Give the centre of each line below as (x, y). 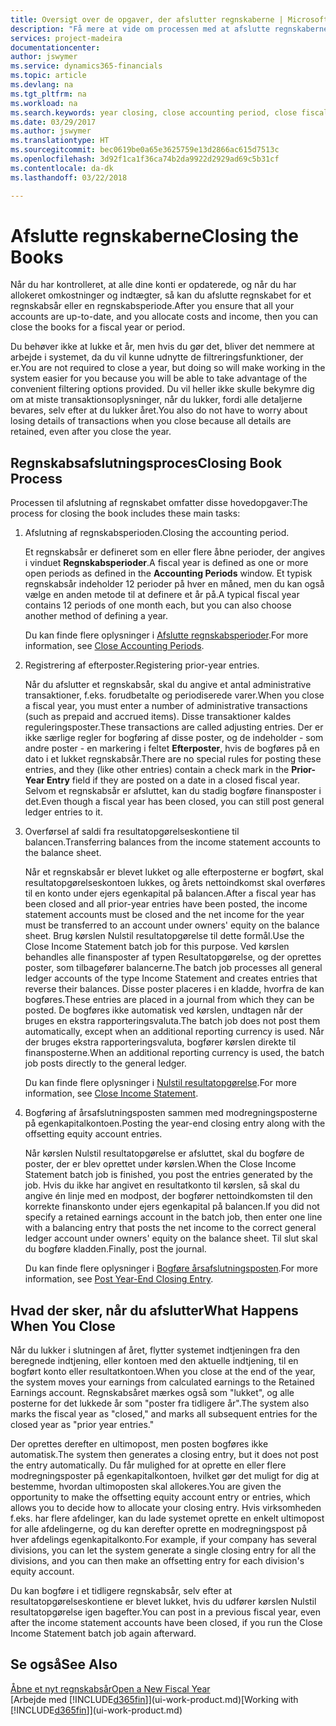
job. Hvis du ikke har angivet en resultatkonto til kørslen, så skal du (162, 1185)
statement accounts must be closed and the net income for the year (164, 915)
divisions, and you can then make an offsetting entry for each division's (157, 1561)
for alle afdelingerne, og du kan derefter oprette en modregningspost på (159, 1529)
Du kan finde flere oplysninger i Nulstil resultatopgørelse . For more (160, 1083)
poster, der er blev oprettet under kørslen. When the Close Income (160, 1164)
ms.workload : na (44, 103)
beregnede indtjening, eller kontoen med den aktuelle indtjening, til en (154, 1361)
